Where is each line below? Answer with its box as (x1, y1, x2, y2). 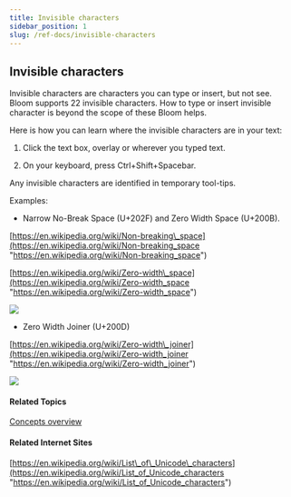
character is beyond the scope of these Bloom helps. (9, 107, 207, 118)
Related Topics (9, 396, 67, 407)
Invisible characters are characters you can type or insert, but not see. (9, 88, 272, 99)
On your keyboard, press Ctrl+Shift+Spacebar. (22, 160, 197, 171)
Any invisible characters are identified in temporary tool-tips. (9, 178, 237, 189)
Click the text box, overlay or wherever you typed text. (22, 143, 226, 154)
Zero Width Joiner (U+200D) (22, 322, 131, 333)
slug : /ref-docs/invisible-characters (9, 30, 156, 39)
